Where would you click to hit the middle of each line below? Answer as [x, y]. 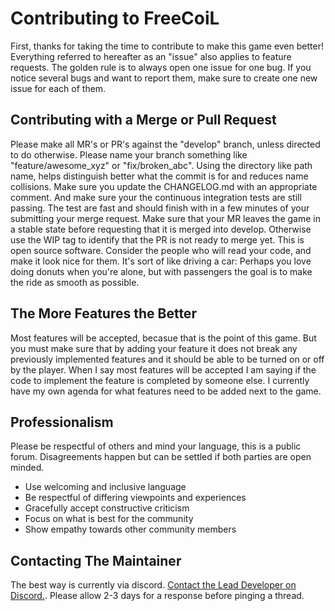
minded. [27, 468]
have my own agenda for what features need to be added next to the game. [166, 391]
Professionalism [62, 422]
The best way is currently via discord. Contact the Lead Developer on [153, 585]
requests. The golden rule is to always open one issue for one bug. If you [161, 67]
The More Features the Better [103, 313]
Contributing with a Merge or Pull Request [143, 120]
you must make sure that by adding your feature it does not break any [154, 348]
